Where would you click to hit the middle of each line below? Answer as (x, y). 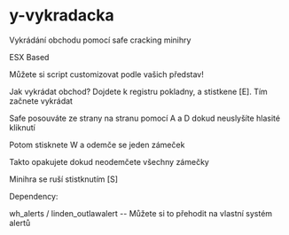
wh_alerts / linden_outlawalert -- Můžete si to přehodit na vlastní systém (141, 213)
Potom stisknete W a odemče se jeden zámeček (97, 145)
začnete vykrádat (41, 101)
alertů (20, 223)
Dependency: (34, 196)
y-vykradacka (62, 16)
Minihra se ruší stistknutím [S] (63, 179)
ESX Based (29, 57)
